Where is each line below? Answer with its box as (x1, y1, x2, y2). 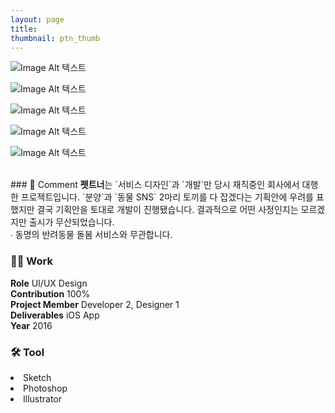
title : (10, 24, 38, 34)
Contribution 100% (10, 287, 91, 300)
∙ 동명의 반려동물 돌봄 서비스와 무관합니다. (10, 229, 173, 241)
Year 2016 (10, 319, 53, 331)
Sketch (23, 371, 52, 383)
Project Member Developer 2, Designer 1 (10, 298, 180, 310)
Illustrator (23, 392, 63, 405)
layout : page (10, 14, 65, 25)
